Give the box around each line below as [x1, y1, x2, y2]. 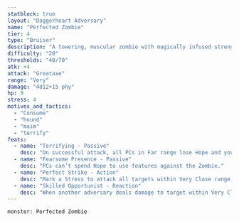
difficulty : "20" [7, 50, 59, 58]
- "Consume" [14, 109, 50, 117]
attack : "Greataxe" [7, 70, 65, 77]
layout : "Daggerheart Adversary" [7, 17, 107, 24]
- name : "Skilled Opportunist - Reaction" [14, 182, 142, 189]
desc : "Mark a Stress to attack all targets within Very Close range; [20, 176, 234, 183]
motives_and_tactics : [7, 103, 72, 110]
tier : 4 [7, 30, 31, 38]
